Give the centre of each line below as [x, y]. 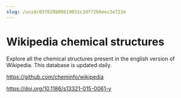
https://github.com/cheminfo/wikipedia [55, 77]
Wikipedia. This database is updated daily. [59, 65]
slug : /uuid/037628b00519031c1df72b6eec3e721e [66, 12]
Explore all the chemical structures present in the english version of [90, 59]
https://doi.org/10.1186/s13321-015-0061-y [59, 88]
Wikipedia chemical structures [85, 41]
